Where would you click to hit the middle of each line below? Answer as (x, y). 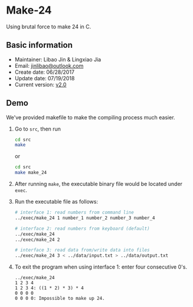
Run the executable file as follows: (56, 202)
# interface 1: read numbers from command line (74, 213)
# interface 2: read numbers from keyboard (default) (82, 228)
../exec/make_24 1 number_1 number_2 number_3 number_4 (85, 218)
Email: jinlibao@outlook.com (49, 66)
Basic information (39, 45)
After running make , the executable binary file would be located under (99, 184)
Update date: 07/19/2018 (45, 78)
